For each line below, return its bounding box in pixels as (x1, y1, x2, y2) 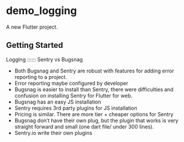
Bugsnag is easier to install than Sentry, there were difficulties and (14, 86, 174, 93)
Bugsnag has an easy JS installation (14, 98, 101, 105)
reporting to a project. (14, 73, 67, 80)
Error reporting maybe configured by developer (14, 79, 129, 86)
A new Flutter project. (6, 23, 58, 30)
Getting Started (6, 40, 63, 50)
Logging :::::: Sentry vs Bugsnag (6, 56, 83, 63)
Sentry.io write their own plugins (14, 129, 93, 136)
